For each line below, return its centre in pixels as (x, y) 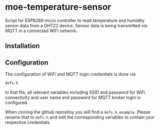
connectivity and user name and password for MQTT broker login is (73, 97)
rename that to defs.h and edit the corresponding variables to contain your (80, 117)
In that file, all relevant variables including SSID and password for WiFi (75, 92)
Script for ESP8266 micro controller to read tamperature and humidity (75, 20)
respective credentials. (28, 122)
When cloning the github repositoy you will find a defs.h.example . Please (78, 112)
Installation (22, 46)
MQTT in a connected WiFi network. (41, 31)
